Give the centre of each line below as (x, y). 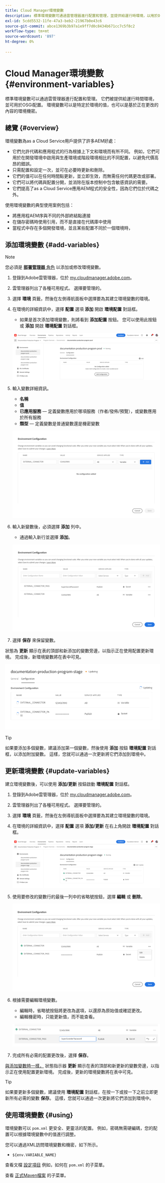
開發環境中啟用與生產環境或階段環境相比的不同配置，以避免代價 (90, 158)
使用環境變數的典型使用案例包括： (40, 205)
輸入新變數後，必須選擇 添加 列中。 (48, 527)
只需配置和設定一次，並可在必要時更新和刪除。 (59, 170)
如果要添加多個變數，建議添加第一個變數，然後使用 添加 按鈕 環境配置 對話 (81, 748)
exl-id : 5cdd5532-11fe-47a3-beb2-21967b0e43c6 (54, 21)
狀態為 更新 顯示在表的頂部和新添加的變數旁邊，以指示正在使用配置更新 (77, 651)
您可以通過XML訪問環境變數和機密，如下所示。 (53, 1144)
